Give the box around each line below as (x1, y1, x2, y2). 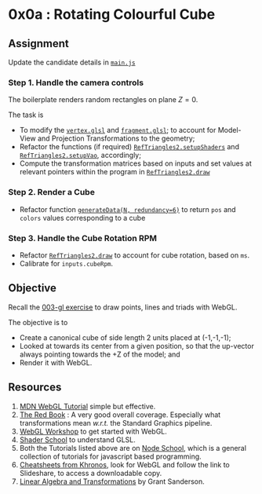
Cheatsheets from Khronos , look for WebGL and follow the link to (19, 459, 230, 469)
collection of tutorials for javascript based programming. (19, 452, 202, 461)
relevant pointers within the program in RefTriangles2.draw (19, 167, 210, 177)
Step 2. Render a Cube (8, 187, 96, 198)
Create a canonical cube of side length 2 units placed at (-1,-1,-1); (19, 332, 231, 342)
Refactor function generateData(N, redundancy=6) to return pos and (19, 204, 237, 214)
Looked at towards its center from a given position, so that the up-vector (19, 341, 255, 350)
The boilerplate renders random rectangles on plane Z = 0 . (8, 95, 198, 104)
